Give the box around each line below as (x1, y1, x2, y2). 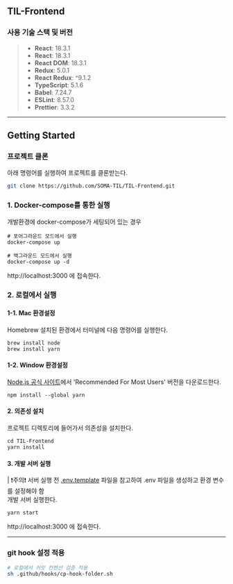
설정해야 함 (14, 487, 45, 495)
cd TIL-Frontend (7, 437, 54, 445)
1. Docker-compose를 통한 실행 (7, 201, 110, 210)
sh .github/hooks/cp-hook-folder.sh (7, 571, 113, 578)
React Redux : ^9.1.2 (34, 73, 92, 82)
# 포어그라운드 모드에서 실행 (7, 233, 77, 240)
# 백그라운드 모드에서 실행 (7, 252, 72, 259)
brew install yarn (7, 345, 60, 353)
